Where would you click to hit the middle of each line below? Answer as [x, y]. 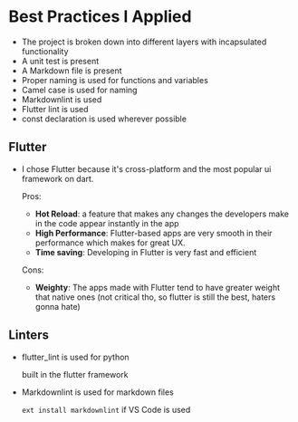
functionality [45, 51]
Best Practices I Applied [100, 17]
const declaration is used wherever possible [104, 119]
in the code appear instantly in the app [107, 223]
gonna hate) [58, 306]
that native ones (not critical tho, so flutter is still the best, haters [155, 297]
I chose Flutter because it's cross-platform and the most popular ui [146, 168]
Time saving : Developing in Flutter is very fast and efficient [146, 252]
